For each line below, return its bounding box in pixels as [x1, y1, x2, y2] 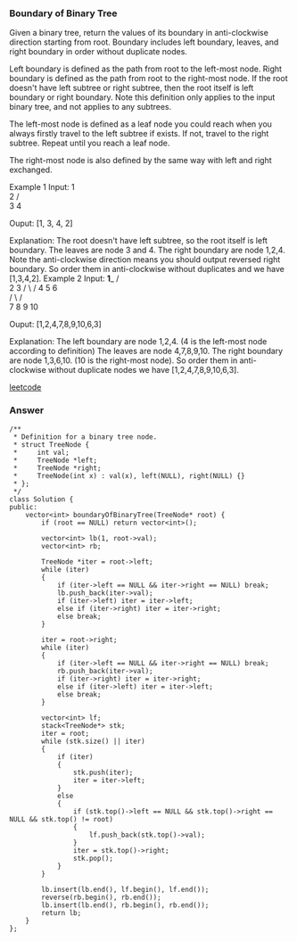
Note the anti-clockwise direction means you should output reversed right [9, 254, 281, 265]
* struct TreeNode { [12, 440, 90, 449]
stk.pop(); [72, 854, 114, 863]
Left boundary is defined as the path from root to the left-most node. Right [9, 63, 283, 74]
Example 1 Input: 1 [9, 182, 76, 193]
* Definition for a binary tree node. [12, 432, 158, 442]
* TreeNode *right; [12, 463, 102, 473]
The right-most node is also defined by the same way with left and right [9, 155, 272, 166]
